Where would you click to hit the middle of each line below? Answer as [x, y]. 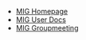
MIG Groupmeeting [47, 28]
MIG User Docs [41, 20]
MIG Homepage [42, 11]
